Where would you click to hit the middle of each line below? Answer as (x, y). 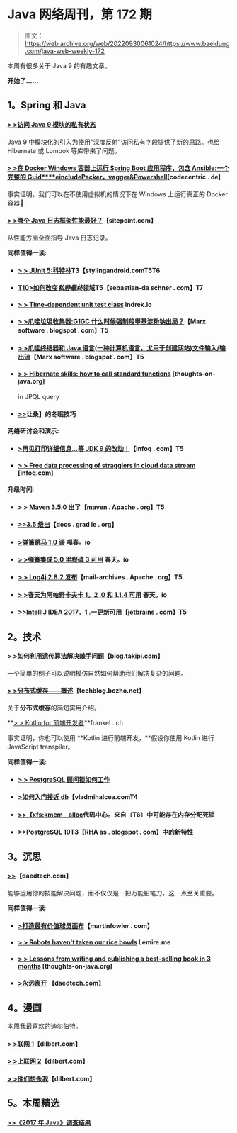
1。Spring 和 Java (47, 105)
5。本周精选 (34, 1103)
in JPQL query (39, 397)
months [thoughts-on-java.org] (65, 966)
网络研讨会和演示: (33, 431)
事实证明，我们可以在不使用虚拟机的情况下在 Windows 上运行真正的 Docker (118, 194)
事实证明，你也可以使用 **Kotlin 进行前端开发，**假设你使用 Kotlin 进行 (111, 738)
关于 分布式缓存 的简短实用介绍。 (54, 708)
